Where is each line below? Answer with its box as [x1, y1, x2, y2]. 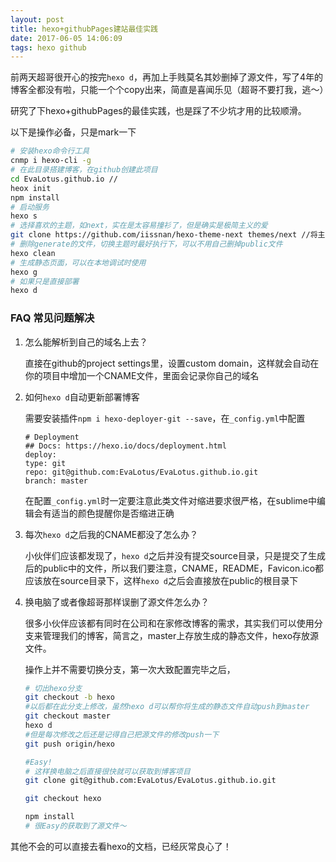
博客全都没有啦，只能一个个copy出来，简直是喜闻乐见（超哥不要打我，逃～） [10, 84, 329, 96]
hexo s [10, 211, 38, 221]
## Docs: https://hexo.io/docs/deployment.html [24, 441, 227, 451]
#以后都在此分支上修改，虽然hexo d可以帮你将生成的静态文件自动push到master [24, 702, 310, 712]
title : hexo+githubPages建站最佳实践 [10, 24, 159, 34]
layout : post [10, 14, 65, 25]
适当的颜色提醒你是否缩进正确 [51, 507, 175, 519]
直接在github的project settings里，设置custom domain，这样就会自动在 [24, 357, 320, 369]
